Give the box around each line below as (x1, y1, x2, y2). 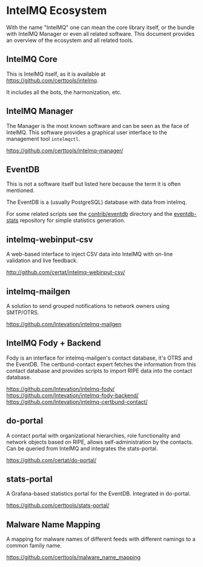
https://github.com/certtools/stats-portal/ (6, 502, 110, 509)
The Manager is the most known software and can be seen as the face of (6, 122, 189, 129)
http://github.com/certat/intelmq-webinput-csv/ (6, 269, 125, 276)
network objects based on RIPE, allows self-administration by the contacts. (6, 438, 193, 446)
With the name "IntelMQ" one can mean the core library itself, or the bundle (6, 24, 195, 31)
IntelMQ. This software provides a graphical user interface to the (6, 129, 168, 136)
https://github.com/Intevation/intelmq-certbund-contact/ (6, 398, 148, 405)
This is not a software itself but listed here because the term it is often (6, 180, 181, 188)
